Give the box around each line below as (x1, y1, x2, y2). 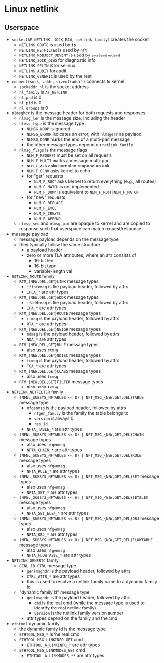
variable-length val (34, 268, 73, 274)
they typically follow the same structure (19, 242, 100, 247)
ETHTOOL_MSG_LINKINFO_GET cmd (19, 637, 83, 642)
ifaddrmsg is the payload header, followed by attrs (26, 300, 129, 305)
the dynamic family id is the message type (19, 626, 106, 632)
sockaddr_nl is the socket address (19, 84, 89, 90)
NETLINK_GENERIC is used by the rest (19, 73, 92, 79)
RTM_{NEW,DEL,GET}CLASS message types (19, 368, 101, 374)
